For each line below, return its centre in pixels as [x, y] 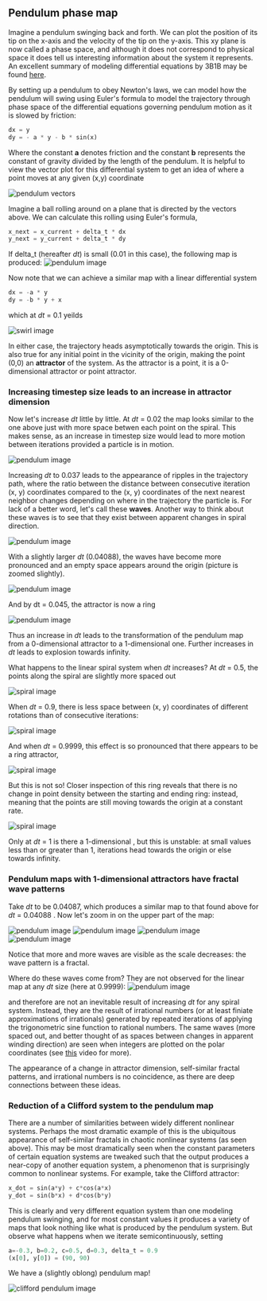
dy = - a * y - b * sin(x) [53, 137]
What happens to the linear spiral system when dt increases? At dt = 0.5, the [133, 668]
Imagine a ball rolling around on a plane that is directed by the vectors [122, 208]
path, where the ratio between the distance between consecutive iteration [129, 484]
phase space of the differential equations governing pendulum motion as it [130, 107]
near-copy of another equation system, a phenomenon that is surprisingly [129, 1165]
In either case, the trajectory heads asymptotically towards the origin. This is [133, 346]
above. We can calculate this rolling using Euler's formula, [103, 217]
